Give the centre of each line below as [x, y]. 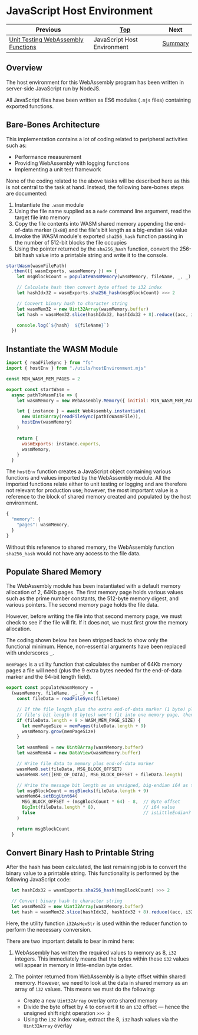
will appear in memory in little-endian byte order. [74, 965]
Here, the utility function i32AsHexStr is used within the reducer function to [97, 923]
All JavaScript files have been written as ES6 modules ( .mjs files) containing [99, 100]
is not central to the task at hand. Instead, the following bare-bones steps [95, 187]
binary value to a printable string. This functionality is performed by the [93, 873]
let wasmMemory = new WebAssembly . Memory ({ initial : [83, 401]
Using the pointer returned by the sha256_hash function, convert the [96, 249]
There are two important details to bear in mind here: [70, 941]
